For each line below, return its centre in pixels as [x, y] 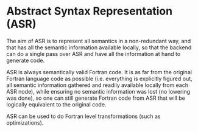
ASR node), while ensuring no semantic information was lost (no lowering [98, 91]
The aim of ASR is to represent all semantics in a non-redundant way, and [98, 41]
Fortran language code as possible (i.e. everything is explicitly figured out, [100, 78]
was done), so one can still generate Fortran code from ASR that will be [96, 98]
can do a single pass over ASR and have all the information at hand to [94, 54]
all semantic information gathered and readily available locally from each [97, 85]
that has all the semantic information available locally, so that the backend [99, 47]
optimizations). [25, 122]
